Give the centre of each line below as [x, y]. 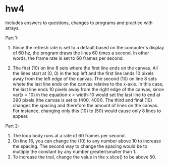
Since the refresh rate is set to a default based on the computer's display [88, 47]
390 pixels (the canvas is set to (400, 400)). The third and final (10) [82, 100]
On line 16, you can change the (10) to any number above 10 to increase [87, 141]
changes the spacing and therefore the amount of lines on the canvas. [86, 105]
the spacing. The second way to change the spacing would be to [80, 146]
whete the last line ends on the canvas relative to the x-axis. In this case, [88, 84]
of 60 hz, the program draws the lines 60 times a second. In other [81, 53]
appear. [20, 116]
